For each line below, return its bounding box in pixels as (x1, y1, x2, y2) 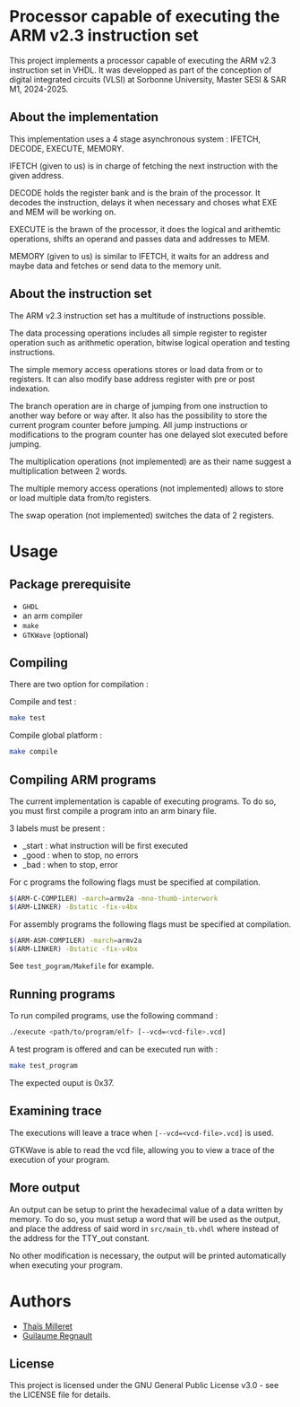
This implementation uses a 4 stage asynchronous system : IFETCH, (9, 133, 261, 144)
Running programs (9, 986, 116, 1001)
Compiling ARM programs (9, 772, 157, 787)
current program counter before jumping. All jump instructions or (9, 419, 248, 430)
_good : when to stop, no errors (21, 850, 139, 861)
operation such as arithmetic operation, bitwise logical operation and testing (9, 336, 291, 347)
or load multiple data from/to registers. (9, 492, 152, 503)
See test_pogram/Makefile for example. (9, 960, 155, 971)
